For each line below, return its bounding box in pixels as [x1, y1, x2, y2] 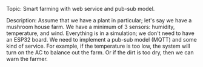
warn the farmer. [6, 56, 48, 62]
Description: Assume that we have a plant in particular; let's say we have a [6, 17, 192, 24]
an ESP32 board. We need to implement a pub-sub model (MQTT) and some [6, 36, 197, 43]
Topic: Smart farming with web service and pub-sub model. [6, 5, 155, 12]
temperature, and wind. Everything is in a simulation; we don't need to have [6, 30, 195, 37]
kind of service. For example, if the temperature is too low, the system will [6, 42, 190, 49]
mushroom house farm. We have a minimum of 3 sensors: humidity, [6, 24, 175, 30]
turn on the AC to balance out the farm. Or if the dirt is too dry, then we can [6, 49, 194, 56]
